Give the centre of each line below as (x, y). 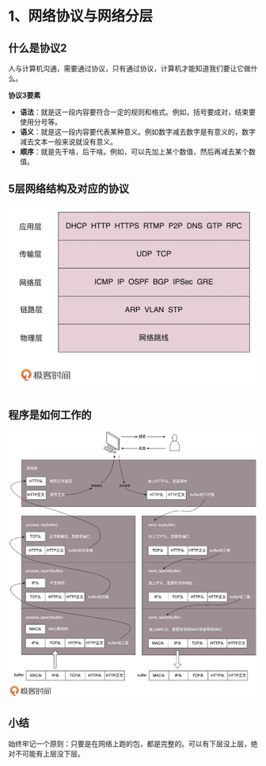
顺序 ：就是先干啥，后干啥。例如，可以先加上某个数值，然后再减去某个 (134, 152)
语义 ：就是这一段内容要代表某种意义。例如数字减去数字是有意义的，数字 (137, 132)
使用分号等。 (40, 122)
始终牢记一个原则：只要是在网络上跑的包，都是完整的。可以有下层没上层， (129, 743)
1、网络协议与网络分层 (81, 16)
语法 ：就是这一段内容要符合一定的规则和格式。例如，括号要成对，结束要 (137, 112)
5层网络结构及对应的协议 (69, 189)
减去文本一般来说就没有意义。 (68, 142)
